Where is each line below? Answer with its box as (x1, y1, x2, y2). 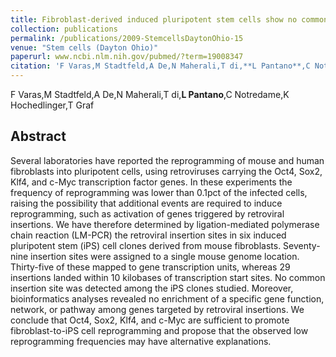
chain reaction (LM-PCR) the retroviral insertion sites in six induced (10, 229, 287, 241)
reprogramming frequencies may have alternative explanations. (10, 335, 272, 347)
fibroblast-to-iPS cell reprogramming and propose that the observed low (10, 324, 309, 336)
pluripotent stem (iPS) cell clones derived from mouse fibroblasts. (10, 239, 282, 251)
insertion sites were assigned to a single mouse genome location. (30, 250, 300, 262)
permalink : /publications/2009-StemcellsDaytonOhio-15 (10, 33, 244, 43)
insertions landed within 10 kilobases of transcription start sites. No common (10, 271, 326, 283)
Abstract (10, 128, 67, 145)
